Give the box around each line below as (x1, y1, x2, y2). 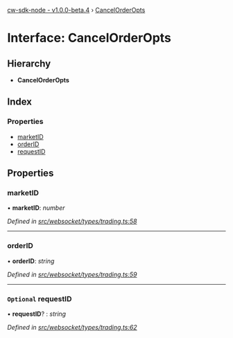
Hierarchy (7, 57, 51, 69)
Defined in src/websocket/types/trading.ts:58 (7, 217, 137, 226)
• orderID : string (7, 256, 55, 265)
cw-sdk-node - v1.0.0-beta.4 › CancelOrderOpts (7, 6, 146, 14)
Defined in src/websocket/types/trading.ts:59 (7, 270, 137, 278)
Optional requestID (7, 294, 72, 303)
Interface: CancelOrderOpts (7, 30, 172, 46)
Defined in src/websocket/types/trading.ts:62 (7, 323, 137, 331)
